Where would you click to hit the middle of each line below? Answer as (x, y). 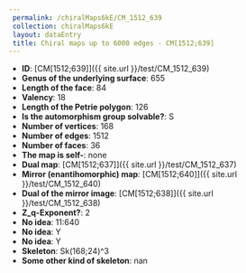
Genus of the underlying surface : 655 (93, 79)
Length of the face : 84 (64, 88)
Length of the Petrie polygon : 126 (85, 107)
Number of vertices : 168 (68, 127)
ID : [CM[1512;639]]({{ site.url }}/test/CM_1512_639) (115, 69)
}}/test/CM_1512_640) (61, 184)
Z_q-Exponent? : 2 (56, 212)
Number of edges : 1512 (65, 136)
